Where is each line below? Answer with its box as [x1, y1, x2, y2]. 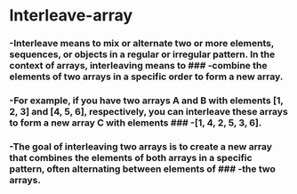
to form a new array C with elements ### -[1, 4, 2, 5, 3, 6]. [9, 117, 262, 129]
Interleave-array [9, 5, 133, 26]
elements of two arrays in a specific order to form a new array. [9, 70, 284, 83]
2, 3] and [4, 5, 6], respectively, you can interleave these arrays [9, 106, 289, 118]
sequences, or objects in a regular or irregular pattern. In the [9, 48, 276, 61]
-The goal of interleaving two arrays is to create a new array [9, 140, 273, 152]
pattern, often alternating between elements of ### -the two [9, 162, 276, 174]
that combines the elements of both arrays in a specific [9, 151, 253, 164]
